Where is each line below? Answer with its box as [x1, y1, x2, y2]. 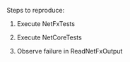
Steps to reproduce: [6, 6, 65, 14]
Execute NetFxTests [16, 20, 76, 27]
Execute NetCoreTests [16, 33, 82, 42]
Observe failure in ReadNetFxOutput [16, 47, 123, 55]
